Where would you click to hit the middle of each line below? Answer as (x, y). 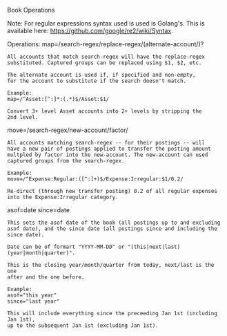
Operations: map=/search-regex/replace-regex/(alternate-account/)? (106, 44)
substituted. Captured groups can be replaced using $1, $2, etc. (105, 63)
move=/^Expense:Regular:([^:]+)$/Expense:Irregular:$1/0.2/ (96, 179)
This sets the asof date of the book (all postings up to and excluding (114, 223)
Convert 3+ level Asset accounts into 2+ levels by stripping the (105, 111)
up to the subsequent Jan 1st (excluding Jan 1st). (83, 326)
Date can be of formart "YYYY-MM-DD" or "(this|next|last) (94, 247)
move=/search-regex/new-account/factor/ (68, 130)
